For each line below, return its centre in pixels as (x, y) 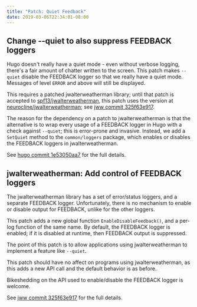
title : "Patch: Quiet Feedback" (46, 11)
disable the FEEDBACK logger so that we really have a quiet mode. (102, 77)
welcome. (19, 286)
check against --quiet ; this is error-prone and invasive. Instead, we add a (96, 131)
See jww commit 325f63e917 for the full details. (65, 298)
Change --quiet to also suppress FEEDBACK (89, 41)
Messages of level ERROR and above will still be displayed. (76, 83)
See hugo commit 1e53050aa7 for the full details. (66, 155)
